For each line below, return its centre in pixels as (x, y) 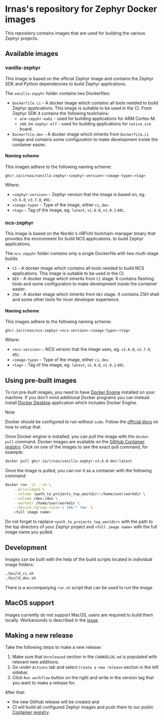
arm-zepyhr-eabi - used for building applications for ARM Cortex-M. (88, 118)
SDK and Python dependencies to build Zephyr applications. (66, 84)
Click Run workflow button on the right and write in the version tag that (83, 678)
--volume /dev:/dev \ (36, 498)
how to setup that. (23, 427)
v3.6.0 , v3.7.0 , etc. (32, 200)
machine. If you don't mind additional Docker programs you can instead (77, 398)
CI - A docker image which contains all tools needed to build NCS (78, 268)
